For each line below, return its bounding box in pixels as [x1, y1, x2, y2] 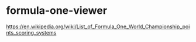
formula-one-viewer [6, 4, 107, 17]
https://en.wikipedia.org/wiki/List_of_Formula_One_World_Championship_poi [6, 23, 190, 30]
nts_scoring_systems [6, 29, 57, 36]
